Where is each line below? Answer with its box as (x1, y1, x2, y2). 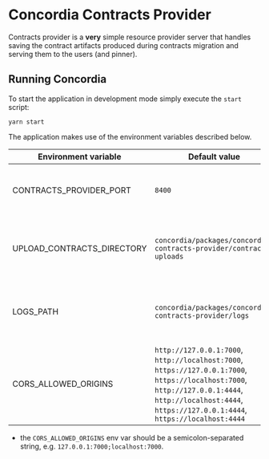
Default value (187, 151, 241, 162)
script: (8, 102, 30, 112)
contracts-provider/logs (155, 311, 250, 320)
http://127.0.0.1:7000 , (155, 343, 243, 355)
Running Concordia (8, 72, 106, 86)
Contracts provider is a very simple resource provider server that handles (8, 32, 251, 42)
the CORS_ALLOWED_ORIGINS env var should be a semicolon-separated (19, 433, 244, 442)
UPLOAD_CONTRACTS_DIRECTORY (12, 242, 147, 254)
